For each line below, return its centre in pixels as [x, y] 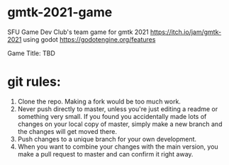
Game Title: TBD [31, 53]
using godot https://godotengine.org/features [89, 39]
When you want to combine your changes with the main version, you [118, 147]
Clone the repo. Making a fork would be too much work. [99, 101]
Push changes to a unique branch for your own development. [107, 139]
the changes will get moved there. [67, 131]
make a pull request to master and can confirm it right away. [105, 154]
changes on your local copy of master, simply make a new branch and [120, 124]
